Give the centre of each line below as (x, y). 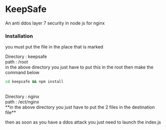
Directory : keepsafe (26, 56)
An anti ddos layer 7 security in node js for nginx (55, 23)
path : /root (17, 62)
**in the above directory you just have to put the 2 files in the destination (80, 107)
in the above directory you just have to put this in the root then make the (79, 67)
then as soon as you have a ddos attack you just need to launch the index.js (83, 122)
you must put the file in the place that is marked (54, 47)
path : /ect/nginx (22, 102)
